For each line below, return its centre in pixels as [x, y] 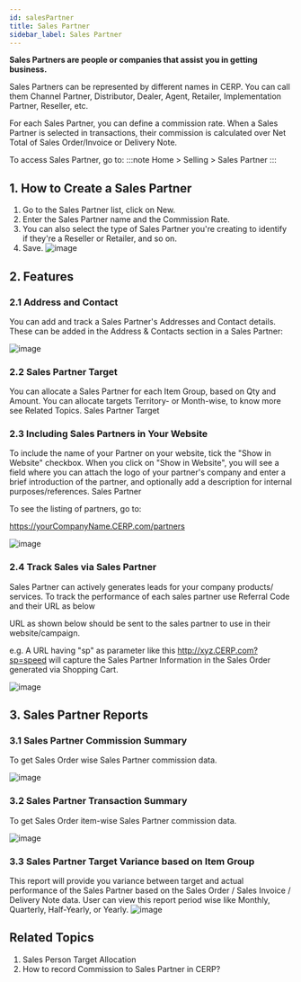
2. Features [42, 277]
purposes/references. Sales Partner [75, 492]
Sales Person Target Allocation [79, 960]
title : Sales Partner [50, 26]
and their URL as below [53, 606]
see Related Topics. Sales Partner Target [84, 411]
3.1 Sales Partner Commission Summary [98, 741]
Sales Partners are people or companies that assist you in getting [133, 60]
